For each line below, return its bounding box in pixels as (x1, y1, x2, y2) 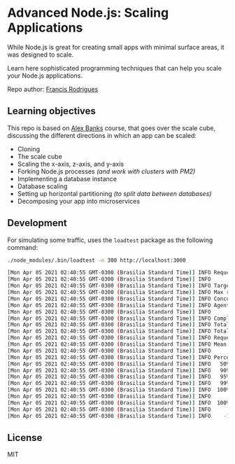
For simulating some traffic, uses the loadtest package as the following (7, 236, 213, 244)
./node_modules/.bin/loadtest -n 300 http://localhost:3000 (7, 257, 187, 264)
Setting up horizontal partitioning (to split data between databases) (17, 189, 212, 197)
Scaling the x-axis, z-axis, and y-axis (17, 160, 124, 168)
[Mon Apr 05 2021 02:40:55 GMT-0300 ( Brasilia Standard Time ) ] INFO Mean (7, 341, 227, 348)
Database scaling (17, 182, 68, 190)
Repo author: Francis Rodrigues (7, 85, 99, 93)
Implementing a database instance (17, 174, 117, 183)
